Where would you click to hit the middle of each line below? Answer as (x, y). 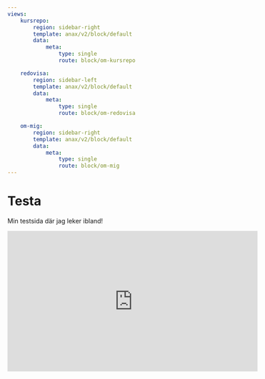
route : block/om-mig (89, 166)
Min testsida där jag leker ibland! (55, 221)
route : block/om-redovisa (97, 113)
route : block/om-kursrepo (97, 61)
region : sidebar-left (65, 80)
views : (17, 14)
